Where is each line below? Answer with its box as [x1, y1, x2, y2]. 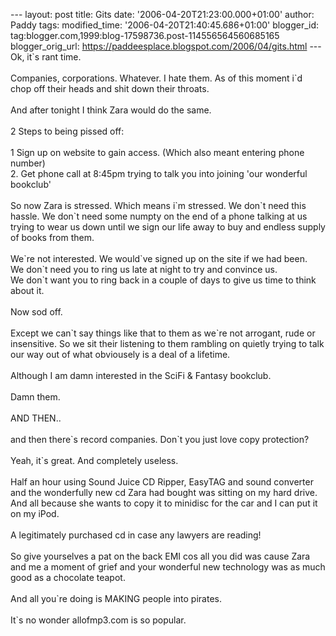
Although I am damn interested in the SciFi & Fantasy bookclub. [10, 370, 272, 381]
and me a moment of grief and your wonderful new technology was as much [10, 561, 326, 573]
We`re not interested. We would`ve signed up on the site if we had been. [10, 253, 308, 264]
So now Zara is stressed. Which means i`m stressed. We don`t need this [10, 200, 307, 211]
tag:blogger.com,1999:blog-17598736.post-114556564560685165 [10, 30, 280, 41]
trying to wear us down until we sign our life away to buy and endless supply [10, 221, 326, 233]
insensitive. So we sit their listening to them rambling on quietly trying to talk [10, 338, 325, 349]
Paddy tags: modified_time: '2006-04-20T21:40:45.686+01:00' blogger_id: [10, 19, 320, 31]
